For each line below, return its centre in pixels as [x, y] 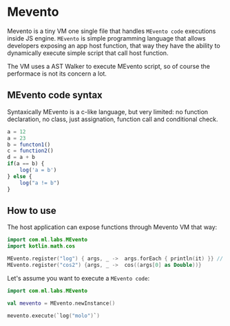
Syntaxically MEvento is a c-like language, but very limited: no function [108, 111]
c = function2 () [30, 151]
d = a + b [21, 157]
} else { [20, 176]
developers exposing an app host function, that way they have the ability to [114, 45]
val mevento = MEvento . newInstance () [61, 303]
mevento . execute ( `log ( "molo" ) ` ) [53, 316]
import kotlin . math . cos [41, 246]
